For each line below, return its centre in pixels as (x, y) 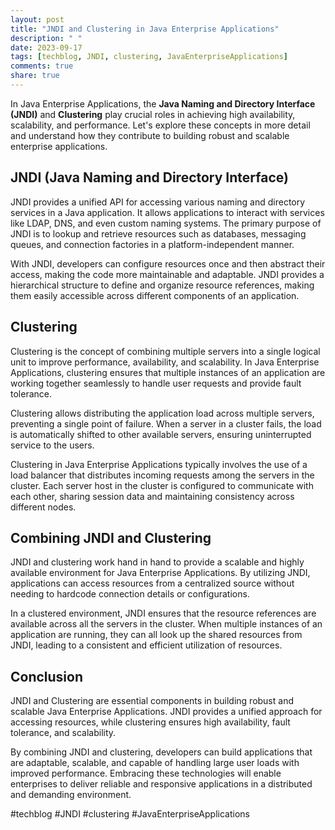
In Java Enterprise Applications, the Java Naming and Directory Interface (163, 103)
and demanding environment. (71, 795)
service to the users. (52, 445)
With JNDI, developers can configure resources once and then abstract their (168, 263)
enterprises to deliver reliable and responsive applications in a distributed (161, 784)
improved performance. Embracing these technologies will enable (146, 773)
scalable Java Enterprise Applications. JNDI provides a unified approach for (166, 712)
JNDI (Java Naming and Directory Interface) (149, 177)
